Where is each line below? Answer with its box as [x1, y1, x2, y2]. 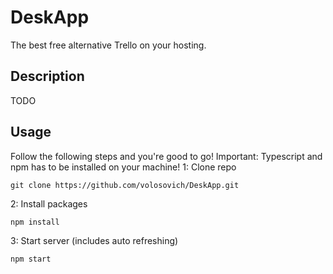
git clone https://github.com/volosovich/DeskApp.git [10, 180, 240, 190]
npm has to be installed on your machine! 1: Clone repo [10, 161, 237, 173]
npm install [10, 217, 60, 227]
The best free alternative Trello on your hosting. [10, 39, 207, 51]
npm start [10, 254, 52, 264]
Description [10, 68, 85, 85]
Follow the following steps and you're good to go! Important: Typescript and [10, 150, 323, 162]
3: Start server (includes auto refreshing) [10, 234, 179, 246]
